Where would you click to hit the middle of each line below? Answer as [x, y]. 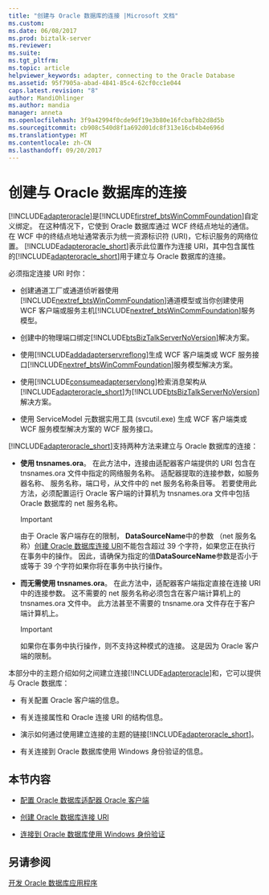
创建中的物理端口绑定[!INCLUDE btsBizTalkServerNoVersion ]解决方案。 [137, 337]
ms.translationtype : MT [48, 135]
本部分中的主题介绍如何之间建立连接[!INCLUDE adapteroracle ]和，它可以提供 [135, 673]
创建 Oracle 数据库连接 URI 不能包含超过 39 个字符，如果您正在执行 [145, 546]
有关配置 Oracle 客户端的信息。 [72, 701]
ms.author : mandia [39, 105]
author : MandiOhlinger [46, 98]
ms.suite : [25, 53]
